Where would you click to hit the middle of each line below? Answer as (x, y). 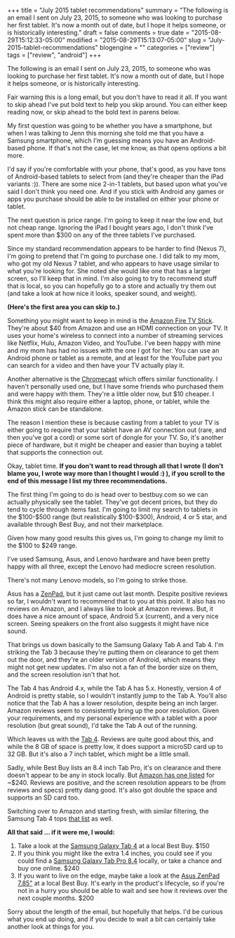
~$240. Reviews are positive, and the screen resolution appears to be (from (117, 782)
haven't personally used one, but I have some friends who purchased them (115, 386)
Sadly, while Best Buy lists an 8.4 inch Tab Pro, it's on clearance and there (114, 768)
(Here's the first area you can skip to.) (64, 307)
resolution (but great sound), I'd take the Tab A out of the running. (102, 725)
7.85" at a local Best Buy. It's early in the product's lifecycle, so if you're (121, 883)
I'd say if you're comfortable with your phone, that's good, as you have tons (117, 169)
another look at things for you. (51, 926)
